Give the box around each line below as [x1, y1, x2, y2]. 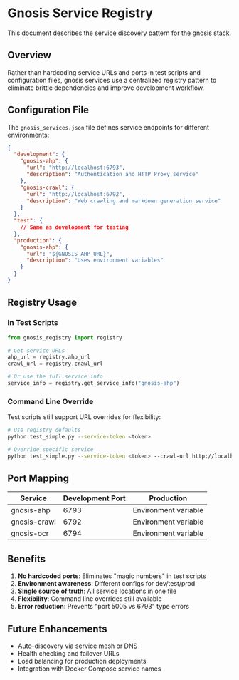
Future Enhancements [7, 622, 108, 635]
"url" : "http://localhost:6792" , [26, 190, 126, 197]
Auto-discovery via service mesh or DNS [17, 642, 138, 650]
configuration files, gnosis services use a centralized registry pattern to [7, 76, 217, 84]
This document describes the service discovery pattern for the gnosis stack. [7, 29, 232, 37]
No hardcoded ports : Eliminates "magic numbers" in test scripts [17, 572, 206, 580]
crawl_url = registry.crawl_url [7, 360, 103, 368]
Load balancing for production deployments [17, 657, 147, 666]
